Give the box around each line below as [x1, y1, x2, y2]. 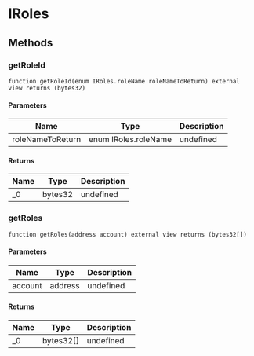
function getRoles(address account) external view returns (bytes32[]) [8, 230, 247, 238]
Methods [8, 36, 53, 50]
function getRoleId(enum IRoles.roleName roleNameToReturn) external [8, 77, 241, 85]
